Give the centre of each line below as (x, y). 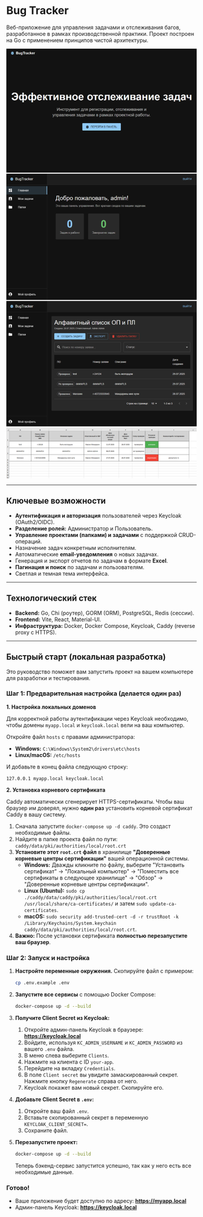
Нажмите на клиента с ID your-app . (69, 1062)
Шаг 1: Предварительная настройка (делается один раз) (94, 693)
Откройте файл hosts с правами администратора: (71, 736)
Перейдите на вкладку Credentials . (70, 1068)
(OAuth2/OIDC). (35, 522)
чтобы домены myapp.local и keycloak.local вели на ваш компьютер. (95, 725)
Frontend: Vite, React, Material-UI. (58, 619)
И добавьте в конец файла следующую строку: (67, 767)
